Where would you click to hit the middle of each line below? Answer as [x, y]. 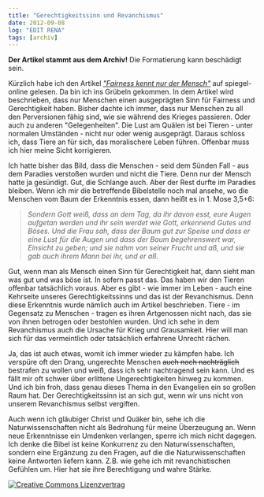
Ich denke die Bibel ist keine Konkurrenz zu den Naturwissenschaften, [122, 444]
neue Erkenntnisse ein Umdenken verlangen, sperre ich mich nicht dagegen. [132, 436]
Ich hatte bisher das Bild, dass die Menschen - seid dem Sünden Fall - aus [129, 165]
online [18, 92]
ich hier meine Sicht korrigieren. [60, 150]
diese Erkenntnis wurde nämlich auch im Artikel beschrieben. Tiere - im [124, 305]
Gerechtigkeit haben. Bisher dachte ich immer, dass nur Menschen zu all [126, 109]
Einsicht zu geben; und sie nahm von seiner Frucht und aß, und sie [136, 248]
